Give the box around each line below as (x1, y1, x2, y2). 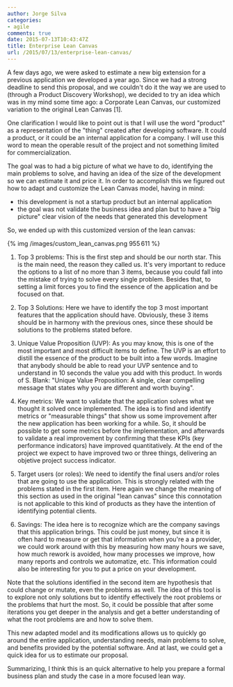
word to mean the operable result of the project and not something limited (7, 141, 219, 149)
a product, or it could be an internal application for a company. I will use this (7, 133, 225, 141)
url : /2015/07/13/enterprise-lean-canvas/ (7, 49, 132, 56)
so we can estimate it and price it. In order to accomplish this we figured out (7, 176, 225, 185)
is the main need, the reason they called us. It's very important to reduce (17, 260, 226, 268)
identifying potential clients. (17, 507, 97, 515)
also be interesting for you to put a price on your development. (17, 564, 197, 573)
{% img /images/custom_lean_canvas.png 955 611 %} (7, 239, 161, 247)
